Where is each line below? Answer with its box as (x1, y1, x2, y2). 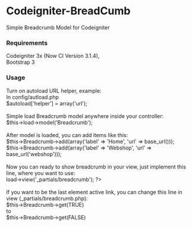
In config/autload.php (6, 94, 59, 101)
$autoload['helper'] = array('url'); (6, 99, 88, 107)
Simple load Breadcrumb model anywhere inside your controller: (6, 112, 164, 120)
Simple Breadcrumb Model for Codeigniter (6, 24, 110, 31)
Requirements (6, 39, 48, 47)
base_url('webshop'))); (6, 150, 62, 157)
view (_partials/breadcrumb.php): (6, 195, 88, 202)
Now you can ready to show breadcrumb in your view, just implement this (6, 163, 186, 170)
